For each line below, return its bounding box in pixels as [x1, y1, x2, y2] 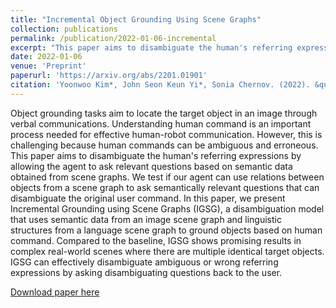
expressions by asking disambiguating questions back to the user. [10, 266, 283, 278]
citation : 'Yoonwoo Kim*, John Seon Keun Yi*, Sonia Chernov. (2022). [10, 80, 311, 90]
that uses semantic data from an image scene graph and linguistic [10, 213, 282, 225]
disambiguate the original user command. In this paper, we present [10, 192, 286, 204]
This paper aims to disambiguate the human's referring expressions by [10, 149, 302, 161]
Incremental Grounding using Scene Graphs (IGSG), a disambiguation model [10, 202, 325, 215]
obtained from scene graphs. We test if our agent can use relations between [10, 171, 325, 183]
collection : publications [10, 24, 118, 34]
